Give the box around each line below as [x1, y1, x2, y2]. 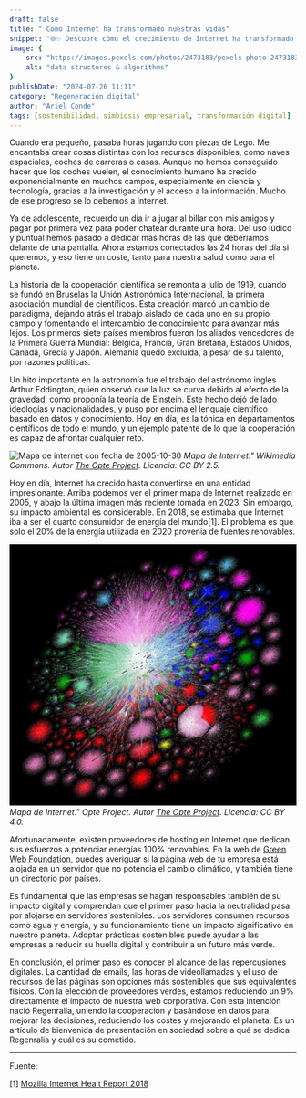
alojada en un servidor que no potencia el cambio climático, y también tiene [9, 863, 293, 874]
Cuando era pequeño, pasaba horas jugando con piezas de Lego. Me [9, 137, 270, 148]
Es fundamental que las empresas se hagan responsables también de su [9, 891, 282, 902]
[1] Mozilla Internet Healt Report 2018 [9, 1078, 148, 1090]
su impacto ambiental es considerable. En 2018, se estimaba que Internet [9, 507, 284, 518]
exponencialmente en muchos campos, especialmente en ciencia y [9, 176, 261, 187]
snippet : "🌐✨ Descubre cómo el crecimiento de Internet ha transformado [9, 34, 294, 43]
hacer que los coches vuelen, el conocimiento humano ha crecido [9, 166, 257, 177]
